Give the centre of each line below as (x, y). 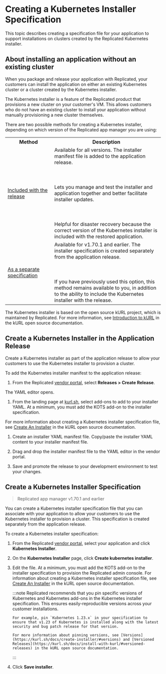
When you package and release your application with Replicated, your (76, 79)
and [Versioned (138, 640)
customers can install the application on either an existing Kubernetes (76, 84)
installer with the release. (83, 300)
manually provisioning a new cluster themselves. (55, 115)
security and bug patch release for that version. (65, 627)
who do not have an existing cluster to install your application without (76, 109)
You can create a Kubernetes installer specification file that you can (74, 508)
